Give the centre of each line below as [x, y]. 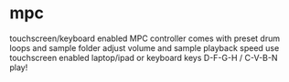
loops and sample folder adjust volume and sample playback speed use [144, 47]
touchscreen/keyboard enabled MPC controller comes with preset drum [145, 38]
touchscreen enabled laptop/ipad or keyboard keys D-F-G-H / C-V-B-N [144, 57]
